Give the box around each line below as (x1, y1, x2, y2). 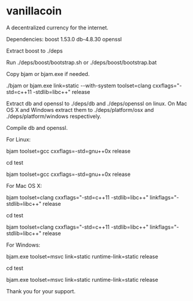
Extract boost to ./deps (6, 47, 63, 54)
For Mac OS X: (6, 182, 42, 189)
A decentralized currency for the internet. (6, 24, 109, 31)
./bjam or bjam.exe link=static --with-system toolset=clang (6, 82, 152, 89)
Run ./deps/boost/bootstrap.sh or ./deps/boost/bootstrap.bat (6, 59, 157, 66)
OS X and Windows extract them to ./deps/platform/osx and (6, 106, 154, 113)
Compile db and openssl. (6, 124, 68, 131)
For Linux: (6, 136, 31, 143)
